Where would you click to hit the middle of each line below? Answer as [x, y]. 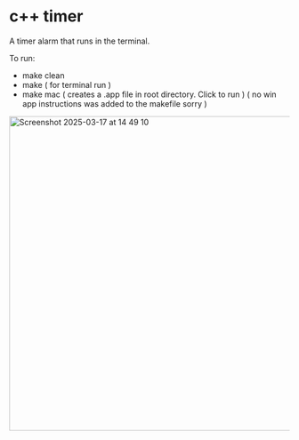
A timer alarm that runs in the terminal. [80, 41]
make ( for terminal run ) [66, 84]
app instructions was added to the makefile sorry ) [114, 103]
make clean [43, 75]
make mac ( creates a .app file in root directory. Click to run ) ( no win [149, 94]
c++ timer [46, 16]
